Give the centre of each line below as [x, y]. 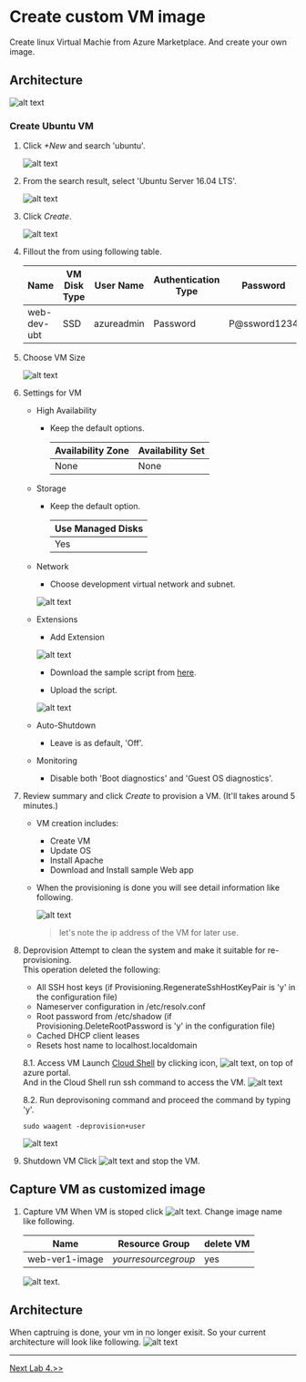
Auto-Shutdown [66, 725]
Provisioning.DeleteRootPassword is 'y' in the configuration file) [156, 1026]
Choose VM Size [54, 358]
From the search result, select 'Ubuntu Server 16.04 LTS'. [129, 181]
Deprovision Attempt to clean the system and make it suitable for [144, 950]
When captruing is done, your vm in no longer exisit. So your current [138, 1332]
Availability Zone [92, 451]
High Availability [66, 411]
